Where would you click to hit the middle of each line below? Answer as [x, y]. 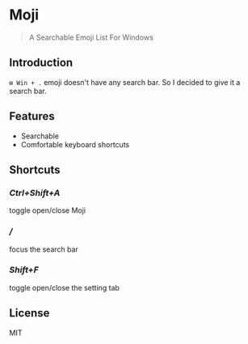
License [29, 313]
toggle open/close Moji [48, 210]
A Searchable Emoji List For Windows [91, 37]
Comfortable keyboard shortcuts [75, 144]
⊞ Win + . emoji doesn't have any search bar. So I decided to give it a [125, 82]
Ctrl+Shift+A [35, 193]
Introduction [41, 63]
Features [32, 116]
